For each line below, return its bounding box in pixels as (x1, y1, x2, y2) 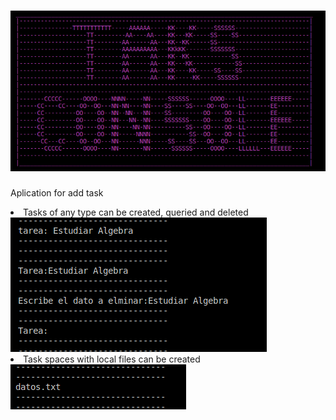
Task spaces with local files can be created (23, 353, 201, 365)
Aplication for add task (10, 186, 104, 199)
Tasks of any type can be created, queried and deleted (23, 206, 249, 218)
